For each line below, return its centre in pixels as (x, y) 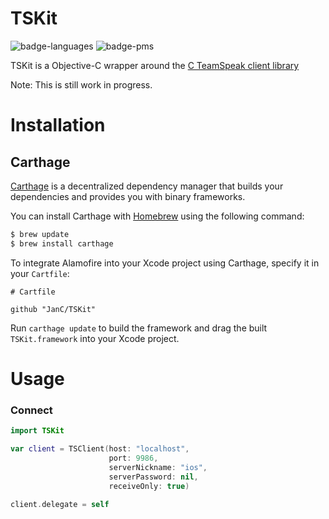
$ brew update (40, 234)
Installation (58, 125)
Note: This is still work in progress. (81, 84)
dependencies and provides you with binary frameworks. (128, 196)
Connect (31, 410)
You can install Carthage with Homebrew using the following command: (157, 216)
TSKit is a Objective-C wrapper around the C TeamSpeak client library (155, 65)
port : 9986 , (133, 458)
